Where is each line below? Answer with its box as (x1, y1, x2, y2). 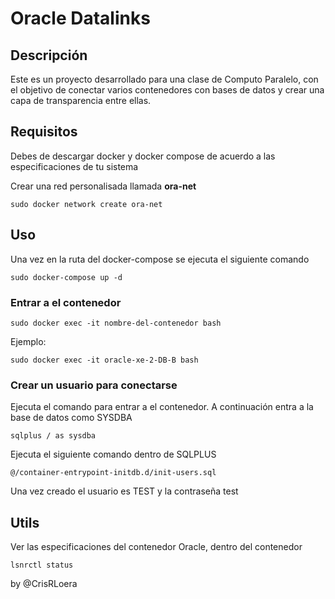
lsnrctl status (10, 560, 74, 571)
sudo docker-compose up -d (10, 272, 123, 282)
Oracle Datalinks (10, 7, 151, 30)
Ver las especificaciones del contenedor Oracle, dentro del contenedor (10, 541, 303, 553)
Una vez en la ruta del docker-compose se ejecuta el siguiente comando (10, 253, 310, 265)
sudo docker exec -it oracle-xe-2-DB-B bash (10, 355, 199, 365)
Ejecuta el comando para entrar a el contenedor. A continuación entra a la (10, 401, 314, 413)
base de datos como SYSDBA (10, 412, 133, 424)
